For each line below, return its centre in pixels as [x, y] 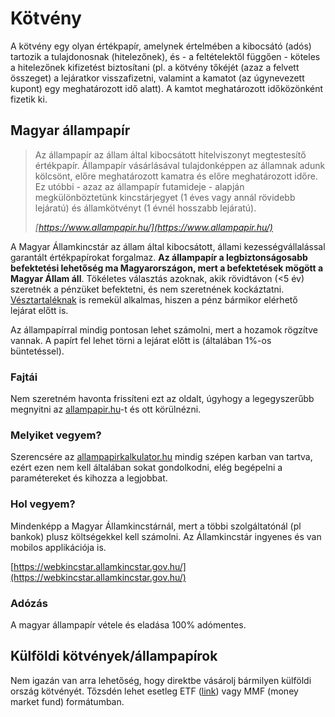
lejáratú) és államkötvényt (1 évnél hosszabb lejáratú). [145, 208]
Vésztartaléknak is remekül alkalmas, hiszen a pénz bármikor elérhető [154, 299]
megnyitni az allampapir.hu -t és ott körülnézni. [106, 409]
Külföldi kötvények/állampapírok [114, 656]
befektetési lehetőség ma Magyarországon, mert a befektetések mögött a [167, 268]
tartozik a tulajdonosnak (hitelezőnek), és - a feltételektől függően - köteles [165, 56]
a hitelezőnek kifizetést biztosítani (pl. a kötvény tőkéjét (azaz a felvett [155, 67]
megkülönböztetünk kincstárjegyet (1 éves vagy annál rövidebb [165, 197]
